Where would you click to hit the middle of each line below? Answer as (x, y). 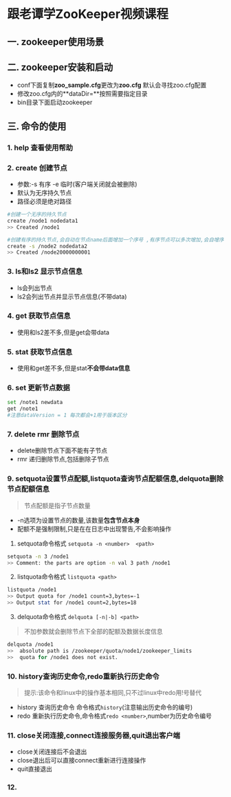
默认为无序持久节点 (44, 193)
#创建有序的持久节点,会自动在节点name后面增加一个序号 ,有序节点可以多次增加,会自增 (113, 240)
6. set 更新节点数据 (38, 388)
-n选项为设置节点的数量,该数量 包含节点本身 (78, 520)
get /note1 (23, 409)
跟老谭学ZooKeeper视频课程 (88, 14)
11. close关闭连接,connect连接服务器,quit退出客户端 (94, 735)
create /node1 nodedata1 (43, 221)
